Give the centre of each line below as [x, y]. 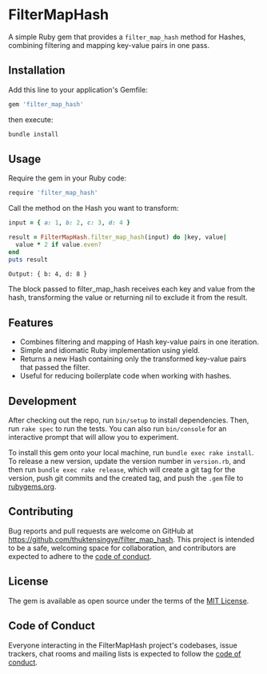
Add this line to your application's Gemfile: [78, 89]
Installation [37, 71]
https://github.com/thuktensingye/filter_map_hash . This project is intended [131, 539]
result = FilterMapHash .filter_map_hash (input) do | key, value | [118, 237]
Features [31, 322]
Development [43, 401]
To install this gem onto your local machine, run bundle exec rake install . [131, 453]
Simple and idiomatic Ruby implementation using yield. [110, 351]
